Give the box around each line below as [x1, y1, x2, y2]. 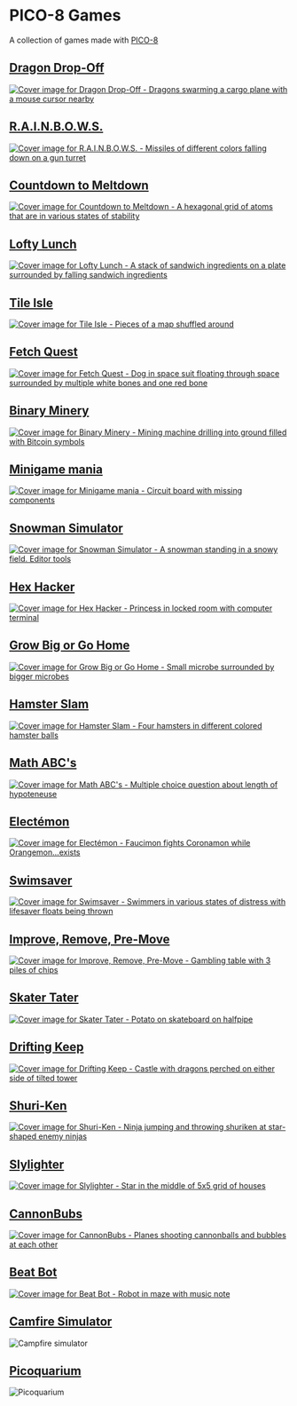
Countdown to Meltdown [9, 178, 149, 193]
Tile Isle [9, 295, 53, 311]
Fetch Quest [9, 344, 78, 359]
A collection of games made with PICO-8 [9, 35, 159, 45]
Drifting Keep [9, 1039, 84, 1054]
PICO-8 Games [9, 5, 121, 26]
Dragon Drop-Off [9, 60, 105, 75]
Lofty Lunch [9, 236, 77, 251]
